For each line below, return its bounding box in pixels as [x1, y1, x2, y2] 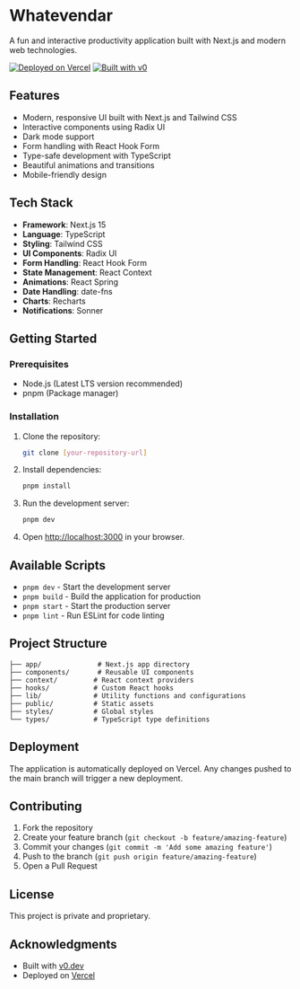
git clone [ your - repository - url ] [21, 448, 148, 457]
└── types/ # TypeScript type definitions [9, 715, 210, 724]
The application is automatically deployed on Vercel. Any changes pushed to [9, 763, 292, 773]
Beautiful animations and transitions [21, 159, 155, 171]
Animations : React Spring [21, 276, 119, 287]
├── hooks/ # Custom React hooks [9, 684, 175, 693]
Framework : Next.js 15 [21, 219, 107, 230]
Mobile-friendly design [21, 169, 107, 180]
